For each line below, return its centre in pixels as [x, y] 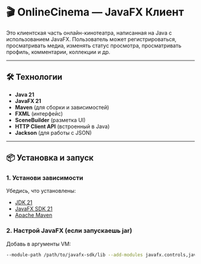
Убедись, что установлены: [41, 191]
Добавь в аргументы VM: [39, 244]
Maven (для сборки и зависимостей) [62, 107]
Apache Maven [33, 215]
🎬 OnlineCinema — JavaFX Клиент [95, 12]
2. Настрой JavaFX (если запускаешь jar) [69, 230]
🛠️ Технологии [34, 77]
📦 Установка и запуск [50, 158]
